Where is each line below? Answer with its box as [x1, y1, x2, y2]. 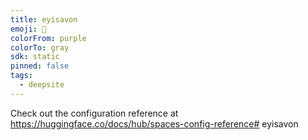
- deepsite [19, 80, 65, 90]
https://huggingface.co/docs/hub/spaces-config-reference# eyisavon [10, 117, 299, 130]
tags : [10, 71, 33, 81]
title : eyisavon [10, 14, 78, 25]
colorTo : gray [10, 42, 70, 53]
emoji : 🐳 [10, 24, 47, 34]
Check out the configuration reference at [10, 107, 179, 119]
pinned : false [10, 61, 70, 71]
